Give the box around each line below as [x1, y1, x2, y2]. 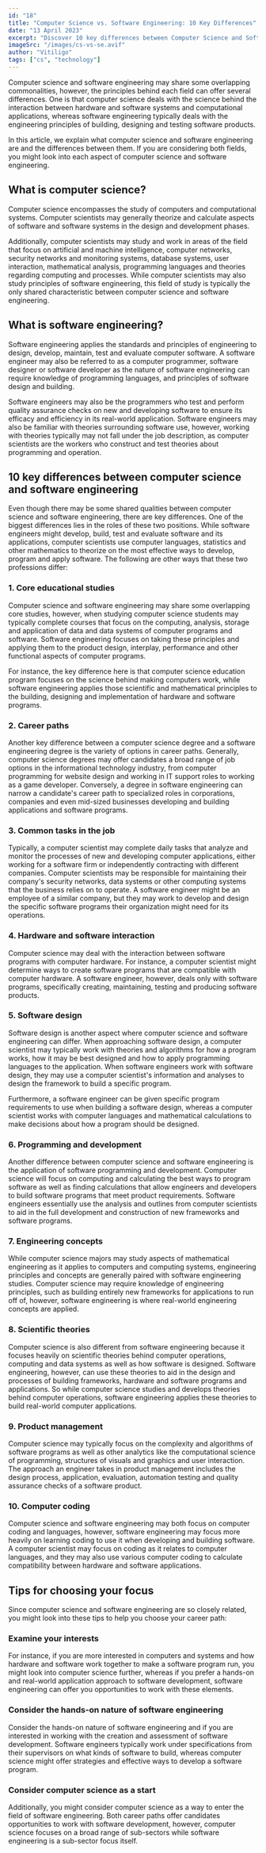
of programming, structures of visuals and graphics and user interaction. [8, 1455, 245, 1465]
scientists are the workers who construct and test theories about [8, 439, 219, 449]
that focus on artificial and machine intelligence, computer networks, [8, 245, 233, 254]
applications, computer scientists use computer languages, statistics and [8, 537, 247, 547]
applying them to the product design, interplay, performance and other [8, 643, 239, 652]
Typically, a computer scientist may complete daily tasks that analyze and [8, 843, 249, 853]
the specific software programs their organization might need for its [8, 902, 230, 911]
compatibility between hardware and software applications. [8, 1561, 202, 1570]
